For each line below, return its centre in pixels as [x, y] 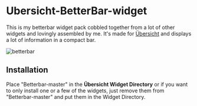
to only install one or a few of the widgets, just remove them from [85, 91]
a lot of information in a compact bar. [51, 40]
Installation [27, 70]
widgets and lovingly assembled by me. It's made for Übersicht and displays [99, 33]
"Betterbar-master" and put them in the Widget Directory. [76, 97]
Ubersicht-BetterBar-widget [77, 11]
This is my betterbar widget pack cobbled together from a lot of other [91, 27]
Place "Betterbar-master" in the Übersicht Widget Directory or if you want [97, 84]
